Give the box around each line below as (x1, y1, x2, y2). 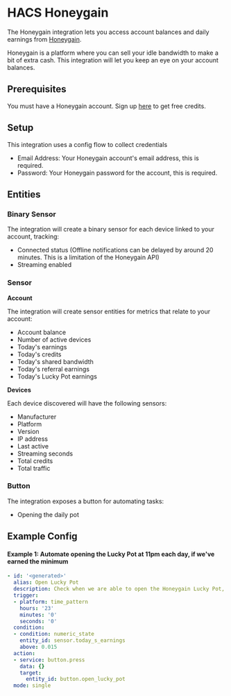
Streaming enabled (17, 261, 71, 269)
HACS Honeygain (7, 5, 109, 21)
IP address (17, 435, 49, 443)
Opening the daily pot (17, 510, 80, 519)
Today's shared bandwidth (17, 357, 94, 365)
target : (19, 669, 42, 677)
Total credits (17, 456, 53, 465)
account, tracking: (7, 232, 60, 241)
